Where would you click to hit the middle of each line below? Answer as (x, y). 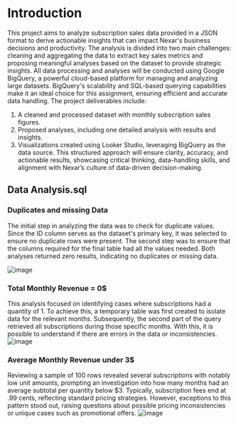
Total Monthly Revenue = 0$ (57, 288)
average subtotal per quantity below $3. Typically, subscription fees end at (117, 391)
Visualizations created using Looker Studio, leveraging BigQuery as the (121, 144)
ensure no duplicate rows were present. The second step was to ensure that (119, 240)
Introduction (45, 13)
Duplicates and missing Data (58, 210)
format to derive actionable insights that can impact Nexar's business (109, 40)
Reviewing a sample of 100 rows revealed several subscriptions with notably (119, 376)
